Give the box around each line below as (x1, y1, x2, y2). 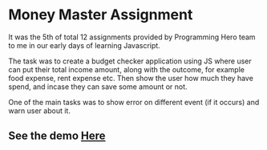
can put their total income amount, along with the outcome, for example (8, 64, 245, 74)
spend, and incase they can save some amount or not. (8, 82, 188, 91)
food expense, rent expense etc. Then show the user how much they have (8, 73, 254, 83)
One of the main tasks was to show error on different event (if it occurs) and (8, 97, 260, 107)
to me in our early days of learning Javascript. (8, 40, 160, 50)
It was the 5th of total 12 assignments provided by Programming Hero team (8, 32, 256, 42)
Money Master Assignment (8, 6, 193, 24)
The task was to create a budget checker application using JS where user (8, 56, 253, 66)
